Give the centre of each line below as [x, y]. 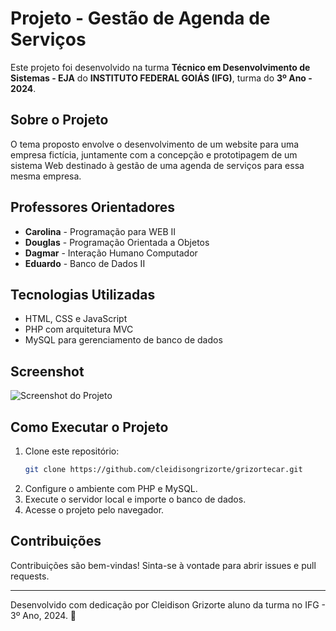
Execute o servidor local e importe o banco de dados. [135, 499]
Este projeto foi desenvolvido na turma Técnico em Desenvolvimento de [160, 67]
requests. [30, 576]
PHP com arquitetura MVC [79, 329]
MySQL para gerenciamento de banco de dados [123, 340]
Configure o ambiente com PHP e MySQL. [111, 488]
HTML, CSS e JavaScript [76, 319]
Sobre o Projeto [59, 120]
